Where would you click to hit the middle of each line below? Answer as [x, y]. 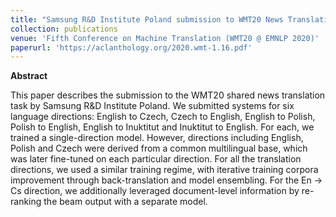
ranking [26, 202]
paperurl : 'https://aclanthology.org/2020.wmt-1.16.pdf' [131, 47]
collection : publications [64, 29]
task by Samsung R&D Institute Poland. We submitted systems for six [152, 106]
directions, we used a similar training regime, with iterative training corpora [164, 170]
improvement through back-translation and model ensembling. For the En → [166, 180]
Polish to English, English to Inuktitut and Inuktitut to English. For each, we [162, 127]
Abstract [29, 76]
